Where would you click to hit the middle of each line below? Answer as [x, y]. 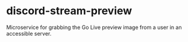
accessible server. [29, 33]
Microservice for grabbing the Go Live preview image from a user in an [94, 27]
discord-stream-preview [69, 11]
